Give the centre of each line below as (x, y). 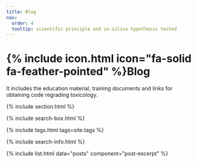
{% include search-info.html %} (46, 142)
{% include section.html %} (40, 107)
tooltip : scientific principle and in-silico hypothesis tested (94, 29)
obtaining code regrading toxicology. (52, 95)
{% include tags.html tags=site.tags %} (55, 130)
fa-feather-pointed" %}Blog (78, 72)
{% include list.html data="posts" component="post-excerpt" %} (87, 154)
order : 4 (23, 23)
